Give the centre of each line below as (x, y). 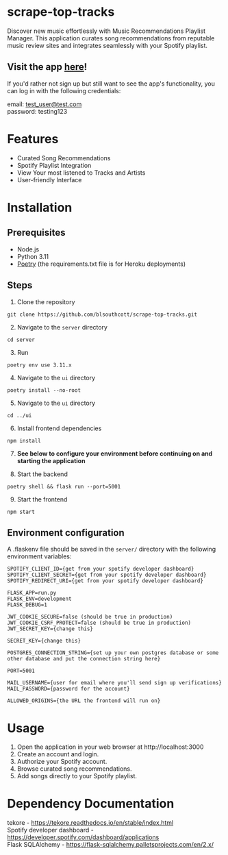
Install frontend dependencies (59, 428)
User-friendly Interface (49, 179)
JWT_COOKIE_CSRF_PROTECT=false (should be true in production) (99, 623)
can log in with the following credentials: (64, 90)
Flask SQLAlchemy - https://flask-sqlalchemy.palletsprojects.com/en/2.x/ (111, 845)
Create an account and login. (58, 754)
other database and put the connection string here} (84, 659)
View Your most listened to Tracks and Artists (81, 173)
